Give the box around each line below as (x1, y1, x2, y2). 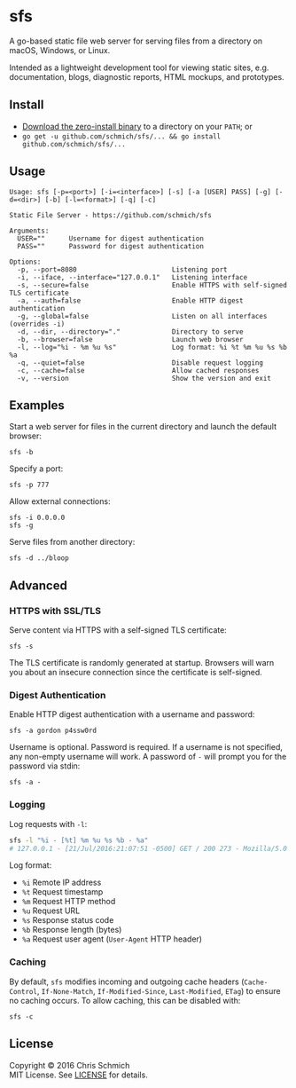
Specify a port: (9, 463, 64, 474)
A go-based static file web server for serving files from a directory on (9, 35, 263, 46)
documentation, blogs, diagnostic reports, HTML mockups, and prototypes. (9, 71, 285, 82)
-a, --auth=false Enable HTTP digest (17, 296, 244, 305)
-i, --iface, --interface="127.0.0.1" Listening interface (17, 272, 248, 281)
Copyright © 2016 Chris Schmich (9, 1060, 130, 1070)
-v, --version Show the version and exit (17, 374, 272, 382)
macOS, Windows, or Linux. (9, 44, 111, 55)
